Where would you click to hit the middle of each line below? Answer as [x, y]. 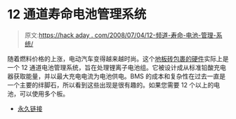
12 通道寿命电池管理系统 [77, 14]
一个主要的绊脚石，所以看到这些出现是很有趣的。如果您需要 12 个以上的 [111, 85]
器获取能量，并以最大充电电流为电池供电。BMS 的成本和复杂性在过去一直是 [117, 76]
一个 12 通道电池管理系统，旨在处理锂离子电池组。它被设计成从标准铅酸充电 [117, 67]
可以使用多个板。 [44, 93]
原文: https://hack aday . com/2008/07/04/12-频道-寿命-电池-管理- [120, 35]
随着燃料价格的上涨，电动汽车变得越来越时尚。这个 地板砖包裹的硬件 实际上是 [118, 58]
